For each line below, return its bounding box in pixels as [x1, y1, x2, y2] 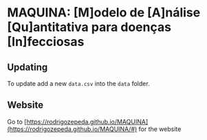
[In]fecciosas [7, 34, 85, 49]
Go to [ [7, 117, 27, 126]
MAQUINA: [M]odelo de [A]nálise [7, 5, 201, 21]
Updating [7, 61, 48, 73]
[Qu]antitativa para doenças [7, 19, 172, 35]
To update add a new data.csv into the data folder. [7, 80, 150, 87]
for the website [138, 125, 182, 133]
